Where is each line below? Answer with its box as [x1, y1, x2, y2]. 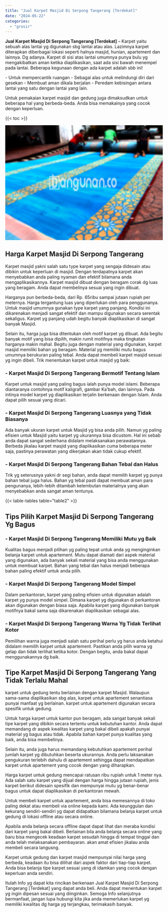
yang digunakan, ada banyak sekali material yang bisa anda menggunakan [5, 557, 159, 563]
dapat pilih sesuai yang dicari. [5, 397, 67, 403]
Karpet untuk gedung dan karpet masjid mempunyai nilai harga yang [5, 854, 146, 860]
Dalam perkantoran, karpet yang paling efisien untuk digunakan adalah [5, 591, 151, 598]
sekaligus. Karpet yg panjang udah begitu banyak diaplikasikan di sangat [5, 316, 155, 322]
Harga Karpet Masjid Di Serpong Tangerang [5, 250, 144, 258]
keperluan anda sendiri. [5, 870, 54, 876]
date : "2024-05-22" [5, 13, 46, 19]
